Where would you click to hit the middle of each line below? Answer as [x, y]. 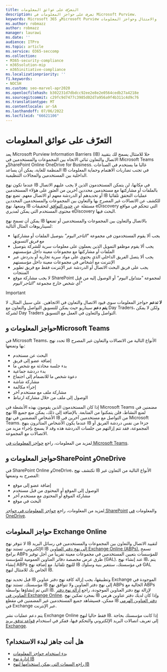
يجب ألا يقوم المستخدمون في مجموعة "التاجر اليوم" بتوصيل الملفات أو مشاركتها [86, 236]
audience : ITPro [22, 42]
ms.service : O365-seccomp [32, 51]
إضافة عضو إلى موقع [32, 485]
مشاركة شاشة [26, 381]
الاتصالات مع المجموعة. [27, 433]
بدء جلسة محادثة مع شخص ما [40, 366]
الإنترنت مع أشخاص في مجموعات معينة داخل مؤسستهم [64, 262]
